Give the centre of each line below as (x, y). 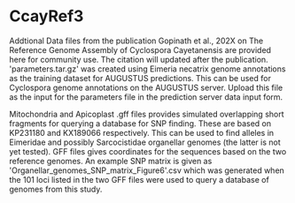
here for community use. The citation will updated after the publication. (139, 59)
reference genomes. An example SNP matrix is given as (111, 161)
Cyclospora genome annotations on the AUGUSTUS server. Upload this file (146, 87)
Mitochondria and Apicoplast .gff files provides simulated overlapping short (147, 114)
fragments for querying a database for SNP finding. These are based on (140, 123)
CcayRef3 (47, 16)
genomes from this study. (56, 189)
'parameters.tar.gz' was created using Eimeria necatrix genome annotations (147, 69)
